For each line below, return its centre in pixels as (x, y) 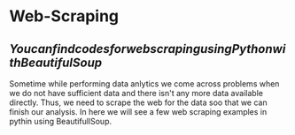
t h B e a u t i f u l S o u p (56, 62)
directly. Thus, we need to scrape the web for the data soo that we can (138, 102)
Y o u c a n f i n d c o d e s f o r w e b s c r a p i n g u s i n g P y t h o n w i (147, 49)
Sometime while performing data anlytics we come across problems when (144, 84)
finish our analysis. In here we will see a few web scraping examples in (138, 112)
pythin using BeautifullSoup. (61, 121)
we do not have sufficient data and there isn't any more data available (136, 93)
